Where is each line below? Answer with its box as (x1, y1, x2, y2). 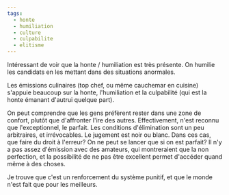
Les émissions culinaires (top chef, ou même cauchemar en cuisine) (7, 81, 199, 89)
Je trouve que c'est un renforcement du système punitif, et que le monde (7, 173, 213, 181)
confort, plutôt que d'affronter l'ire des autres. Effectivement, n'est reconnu (7, 116, 219, 124)
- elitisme (13, 42, 44, 49)
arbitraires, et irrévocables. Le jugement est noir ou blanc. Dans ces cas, (7, 131, 212, 139)
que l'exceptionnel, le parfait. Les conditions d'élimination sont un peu (7, 124, 204, 131)
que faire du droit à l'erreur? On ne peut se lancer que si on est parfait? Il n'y (7, 138, 222, 146)
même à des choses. (7, 160, 66, 168)
